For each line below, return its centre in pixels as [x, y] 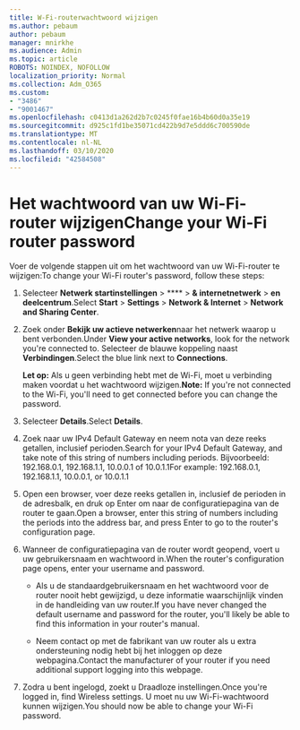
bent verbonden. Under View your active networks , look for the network [156, 339]
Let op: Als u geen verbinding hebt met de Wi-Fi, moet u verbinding [147, 375]
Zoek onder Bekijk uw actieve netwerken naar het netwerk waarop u [149, 330]
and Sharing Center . [60, 312]
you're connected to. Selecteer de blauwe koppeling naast [130, 348]
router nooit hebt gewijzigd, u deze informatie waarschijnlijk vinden [159, 596]
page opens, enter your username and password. [113, 569]
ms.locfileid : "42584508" [57, 159]
